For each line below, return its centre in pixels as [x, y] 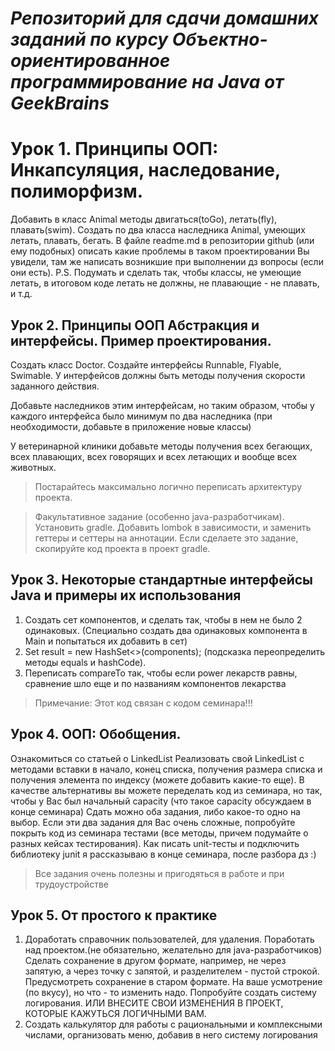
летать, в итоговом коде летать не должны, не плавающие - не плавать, [165, 283]
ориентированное [90, 61]
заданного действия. [55, 386]
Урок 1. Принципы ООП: [114, 149]
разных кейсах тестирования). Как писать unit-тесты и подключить [155, 843]
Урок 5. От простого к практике [114, 915]
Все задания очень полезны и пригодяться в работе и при [159, 873]
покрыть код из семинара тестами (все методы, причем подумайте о [159, 833]
